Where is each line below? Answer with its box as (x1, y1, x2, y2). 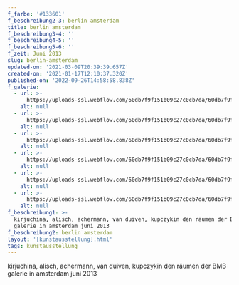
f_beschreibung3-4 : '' (7, 30, 75, 38)
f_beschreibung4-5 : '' (7, 37, 75, 44)
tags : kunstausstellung (7, 242, 78, 249)
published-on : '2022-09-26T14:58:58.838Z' (7, 76, 135, 84)
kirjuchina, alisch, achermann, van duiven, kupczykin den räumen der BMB (7, 261, 226, 271)
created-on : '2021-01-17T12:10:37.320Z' (7, 70, 129, 77)
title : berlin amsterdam (7, 24, 81, 31)
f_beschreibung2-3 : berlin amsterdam (7, 17, 119, 24)
